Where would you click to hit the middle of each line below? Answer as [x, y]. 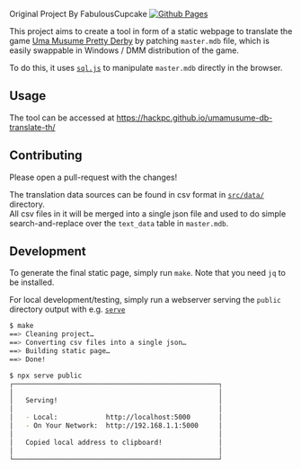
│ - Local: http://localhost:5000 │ [116, 418]
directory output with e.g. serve [67, 309]
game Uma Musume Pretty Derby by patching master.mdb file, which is [139, 41]
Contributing [46, 156]
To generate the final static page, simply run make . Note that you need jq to [147, 273]
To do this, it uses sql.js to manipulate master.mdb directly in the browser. [146, 68]
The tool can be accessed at [62, 118]
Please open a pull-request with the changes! [93, 177]
